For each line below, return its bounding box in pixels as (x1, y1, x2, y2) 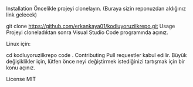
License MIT (6, 76, 36, 82)
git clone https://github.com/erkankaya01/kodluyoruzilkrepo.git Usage (6, 23, 175, 29)
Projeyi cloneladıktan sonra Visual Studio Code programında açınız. (6, 29, 168, 36)
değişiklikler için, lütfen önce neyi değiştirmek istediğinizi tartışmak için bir (6, 58, 185, 65)
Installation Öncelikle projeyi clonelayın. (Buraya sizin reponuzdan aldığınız (6, 5, 187, 12)
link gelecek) (6, 11, 37, 18)
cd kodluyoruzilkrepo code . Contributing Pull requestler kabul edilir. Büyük (6, 52, 187, 58)
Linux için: (6, 41, 31, 47)
